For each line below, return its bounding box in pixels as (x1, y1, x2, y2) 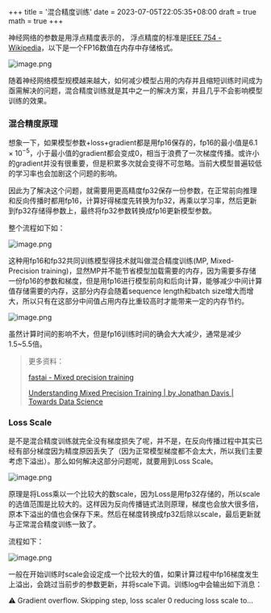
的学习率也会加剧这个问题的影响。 (8, 168, 122, 178)
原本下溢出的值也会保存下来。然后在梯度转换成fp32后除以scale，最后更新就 (8, 510, 261, 519)
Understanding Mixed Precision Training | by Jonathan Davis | (27, 388, 234, 397)
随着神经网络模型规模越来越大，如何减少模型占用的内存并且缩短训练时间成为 (8, 76, 263, 85)
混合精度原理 (8, 118, 59, 129)
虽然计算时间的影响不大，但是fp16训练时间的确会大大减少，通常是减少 (8, 329, 242, 338)
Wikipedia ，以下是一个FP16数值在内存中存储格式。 (8, 43, 177, 52)
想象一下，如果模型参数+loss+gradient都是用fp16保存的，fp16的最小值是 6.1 (8, 138, 258, 148)
